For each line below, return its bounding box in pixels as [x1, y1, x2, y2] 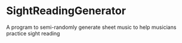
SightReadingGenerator [6, 4, 127, 18]
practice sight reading [6, 29, 60, 37]
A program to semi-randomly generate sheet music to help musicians [6, 24, 177, 31]
